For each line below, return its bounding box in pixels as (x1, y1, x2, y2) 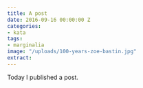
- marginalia (7, 42, 45, 48)
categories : (7, 23, 41, 29)
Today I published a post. (7, 73, 79, 81)
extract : (7, 55, 32, 61)
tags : (7, 35, 23, 42)
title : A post (7, 10, 48, 17)
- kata (7, 29, 26, 36)
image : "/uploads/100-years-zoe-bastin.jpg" (7, 48, 137, 55)
